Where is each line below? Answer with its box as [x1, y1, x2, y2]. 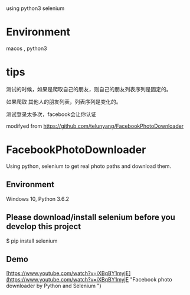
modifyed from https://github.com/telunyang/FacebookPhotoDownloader [6, 122, 184, 130]
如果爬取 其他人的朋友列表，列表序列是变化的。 [6, 98, 122, 105]
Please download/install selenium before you [6, 213, 176, 223]
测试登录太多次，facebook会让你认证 [6, 111, 97, 118]
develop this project [6, 221, 81, 231]
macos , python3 [6, 45, 47, 52]
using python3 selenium [6, 5, 65, 12]
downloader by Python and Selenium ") [6, 282, 101, 290]
